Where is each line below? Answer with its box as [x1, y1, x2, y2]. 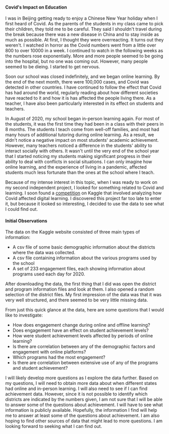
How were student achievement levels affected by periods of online [12, 333, 153, 339]
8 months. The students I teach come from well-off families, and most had [5, 127, 159, 133]
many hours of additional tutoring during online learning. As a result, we [5, 132, 154, 138]
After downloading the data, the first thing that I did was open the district [5, 281, 156, 287]
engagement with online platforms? [12, 349, 86, 355]
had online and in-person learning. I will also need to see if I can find [5, 385, 148, 392]
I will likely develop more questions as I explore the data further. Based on [5, 375, 159, 381]
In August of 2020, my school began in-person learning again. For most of [5, 115, 160, 122]
